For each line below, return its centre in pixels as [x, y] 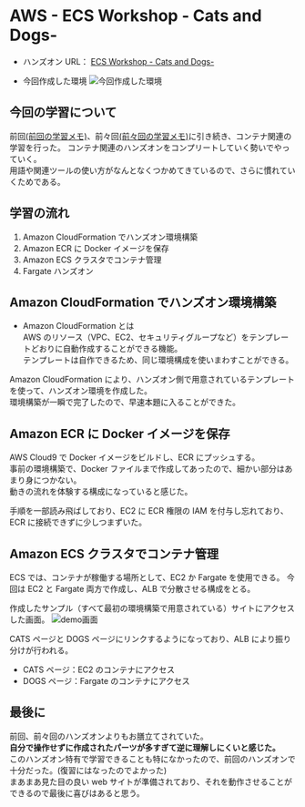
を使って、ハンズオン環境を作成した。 [81, 391]
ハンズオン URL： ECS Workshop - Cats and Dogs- [118, 61]
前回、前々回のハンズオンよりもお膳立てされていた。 [109, 736]
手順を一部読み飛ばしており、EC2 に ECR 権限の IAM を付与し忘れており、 [149, 511]
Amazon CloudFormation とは [78, 326]
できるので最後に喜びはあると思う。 [77, 792]
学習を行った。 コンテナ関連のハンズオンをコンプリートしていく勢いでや [146, 148]
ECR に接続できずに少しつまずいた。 [78, 522]
